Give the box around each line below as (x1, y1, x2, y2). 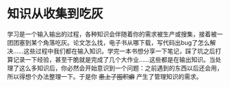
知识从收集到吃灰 (7, 6, 104, 22)
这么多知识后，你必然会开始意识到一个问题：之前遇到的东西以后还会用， (18, 64, 223, 72)
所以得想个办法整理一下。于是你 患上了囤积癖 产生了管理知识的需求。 (7, 72, 203, 80)
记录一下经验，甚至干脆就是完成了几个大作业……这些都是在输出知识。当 (12, 55, 216, 63)
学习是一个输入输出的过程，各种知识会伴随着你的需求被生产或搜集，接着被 (7, 30, 217, 38)
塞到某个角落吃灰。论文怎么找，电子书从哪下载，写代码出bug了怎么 (18, 38, 210, 46)
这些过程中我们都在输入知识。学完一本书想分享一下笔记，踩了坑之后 (23, 47, 216, 55)
